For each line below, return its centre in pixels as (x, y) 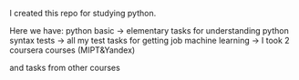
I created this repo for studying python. (83, 13)
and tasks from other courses (65, 68)
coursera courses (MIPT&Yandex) (72, 50)
